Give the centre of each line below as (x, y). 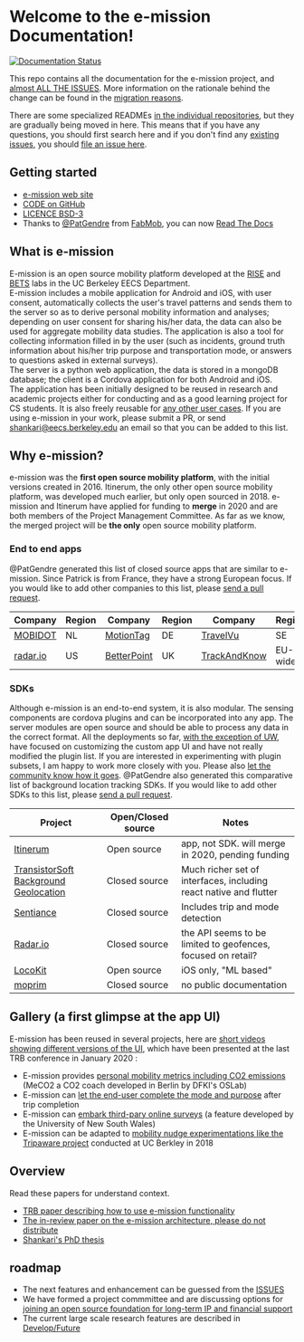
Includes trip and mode (230, 907)
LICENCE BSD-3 (53, 214)
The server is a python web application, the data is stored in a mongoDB (144, 369)
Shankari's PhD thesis (63, 1239)
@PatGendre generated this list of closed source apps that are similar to (144, 568)
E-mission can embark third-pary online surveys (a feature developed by (158, 1114)
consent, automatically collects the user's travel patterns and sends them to (151, 302)
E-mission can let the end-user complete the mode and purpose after (152, 1095)
